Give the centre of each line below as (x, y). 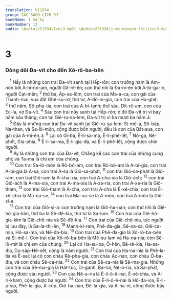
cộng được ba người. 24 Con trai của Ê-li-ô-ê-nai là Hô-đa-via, (90, 280)
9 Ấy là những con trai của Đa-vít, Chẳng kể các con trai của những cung (87, 153)
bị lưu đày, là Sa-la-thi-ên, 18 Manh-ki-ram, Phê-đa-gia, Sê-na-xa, (75, 226)
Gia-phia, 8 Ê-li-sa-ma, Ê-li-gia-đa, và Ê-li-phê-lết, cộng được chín (87, 141)
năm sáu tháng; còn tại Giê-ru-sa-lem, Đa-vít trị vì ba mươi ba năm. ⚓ (78, 118)
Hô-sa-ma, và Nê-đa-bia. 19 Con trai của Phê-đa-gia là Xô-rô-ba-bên (88, 232)
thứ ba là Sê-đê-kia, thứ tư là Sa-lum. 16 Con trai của (86, 213)
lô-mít (12, 244)
